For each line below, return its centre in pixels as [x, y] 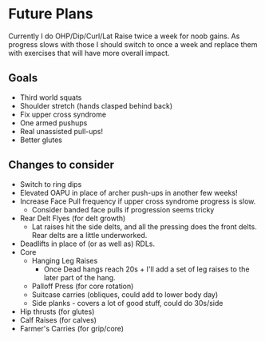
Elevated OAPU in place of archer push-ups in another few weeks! [129, 192]
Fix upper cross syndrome [63, 114]
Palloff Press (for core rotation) [83, 286]
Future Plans [51, 14]
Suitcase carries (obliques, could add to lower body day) [125, 294]
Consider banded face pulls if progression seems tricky [123, 209]
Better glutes [41, 140]
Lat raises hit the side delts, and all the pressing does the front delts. [144, 226]
